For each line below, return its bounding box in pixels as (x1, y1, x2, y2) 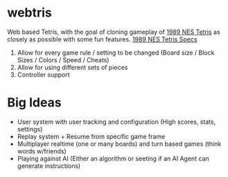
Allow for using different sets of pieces (17, 63, 128, 71)
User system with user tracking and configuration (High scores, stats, (17, 118, 216, 126)
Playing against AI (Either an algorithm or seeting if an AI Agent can (17, 154, 209, 162)
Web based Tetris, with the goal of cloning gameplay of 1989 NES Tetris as (7, 28, 220, 36)
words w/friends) (17, 147, 67, 155)
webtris (7, 5, 52, 21)
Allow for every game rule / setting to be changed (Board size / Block (17, 48, 215, 57)
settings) (17, 124, 43, 133)
